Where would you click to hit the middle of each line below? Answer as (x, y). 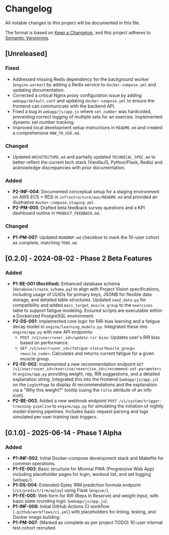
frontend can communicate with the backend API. (64, 106)
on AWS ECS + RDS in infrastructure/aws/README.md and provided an (85, 197)
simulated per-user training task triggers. (55, 417)
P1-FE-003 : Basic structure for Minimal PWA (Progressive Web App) (83, 469)
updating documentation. (38, 90)
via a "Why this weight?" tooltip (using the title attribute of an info (82, 390)
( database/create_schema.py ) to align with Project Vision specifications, (86, 289)
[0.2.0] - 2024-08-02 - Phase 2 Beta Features (79, 258)
